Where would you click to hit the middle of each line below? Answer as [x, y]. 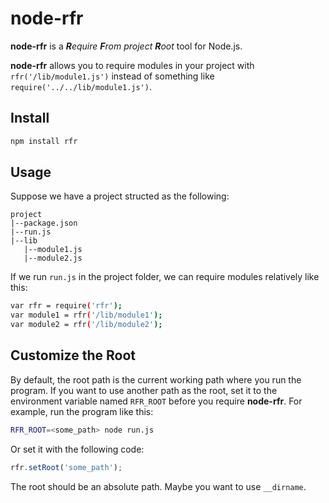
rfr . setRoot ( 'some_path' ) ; [66, 467]
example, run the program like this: [82, 411]
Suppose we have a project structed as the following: [120, 196]
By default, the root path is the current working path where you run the [156, 379]
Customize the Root [73, 355]
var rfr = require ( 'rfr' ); [66, 306]
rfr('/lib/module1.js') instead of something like [112, 76]
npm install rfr [44, 141]
